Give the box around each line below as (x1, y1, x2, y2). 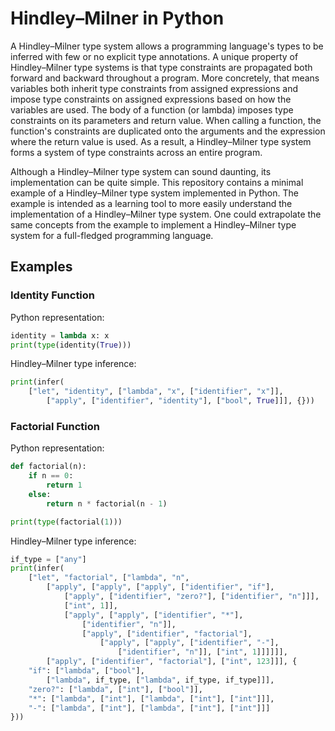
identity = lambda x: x (10, 330, 110, 341)
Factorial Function (10, 419, 100, 433)
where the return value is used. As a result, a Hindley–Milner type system (10, 135, 312, 147)
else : (28, 489, 52, 499)
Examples (10, 258, 73, 276)
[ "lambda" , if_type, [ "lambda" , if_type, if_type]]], (46, 675, 275, 685)
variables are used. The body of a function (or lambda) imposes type (10, 103, 294, 116)
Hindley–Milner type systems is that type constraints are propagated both (10, 61, 313, 73)
